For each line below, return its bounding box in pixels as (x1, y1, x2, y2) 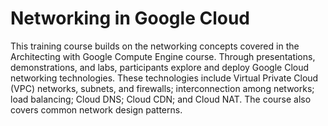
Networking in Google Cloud (10, 7, 251, 30)
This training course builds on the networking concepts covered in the (10, 40, 300, 52)
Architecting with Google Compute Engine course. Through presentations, (10, 50, 316, 62)
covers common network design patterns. (10, 103, 183, 116)
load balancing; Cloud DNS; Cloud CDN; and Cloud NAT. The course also (10, 93, 312, 105)
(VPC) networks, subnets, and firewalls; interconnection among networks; (10, 82, 315, 94)
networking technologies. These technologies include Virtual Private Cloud (10, 72, 319, 84)
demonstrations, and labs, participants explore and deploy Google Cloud (10, 61, 310, 73)
